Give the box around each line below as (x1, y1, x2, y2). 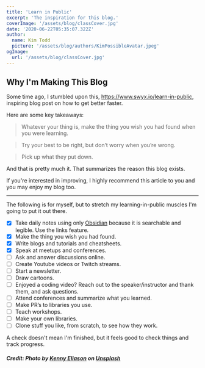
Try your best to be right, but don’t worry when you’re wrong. (21, 142, 176, 149)
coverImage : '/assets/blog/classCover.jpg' (6, 20, 119, 26)
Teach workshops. (15, 308, 62, 316)
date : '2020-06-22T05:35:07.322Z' (6, 26, 95, 32)
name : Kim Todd (12, 37, 51, 43)
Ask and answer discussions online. (15, 253, 106, 261)
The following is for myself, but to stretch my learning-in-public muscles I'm (6, 201, 197, 208)
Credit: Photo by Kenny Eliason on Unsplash (6, 355, 121, 362)
